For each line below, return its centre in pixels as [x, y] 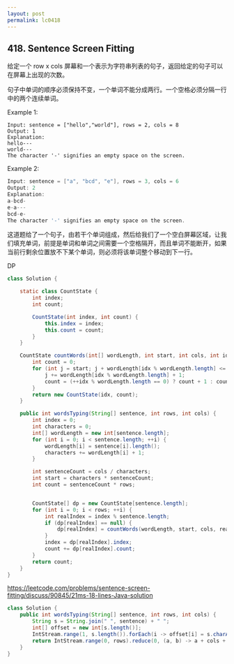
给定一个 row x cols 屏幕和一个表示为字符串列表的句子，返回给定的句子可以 [115, 66]
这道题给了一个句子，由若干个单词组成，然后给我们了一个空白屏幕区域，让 [114, 235]
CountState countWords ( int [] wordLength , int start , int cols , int [119, 356]
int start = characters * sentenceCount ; [93, 478]
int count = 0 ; [54, 362]
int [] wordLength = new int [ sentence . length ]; [101, 433]
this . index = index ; [74, 323]
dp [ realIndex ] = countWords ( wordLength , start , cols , [136, 529]
